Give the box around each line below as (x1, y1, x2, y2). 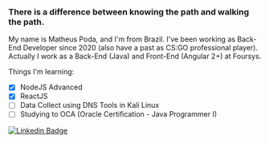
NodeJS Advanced (19, 82, 83, 92)
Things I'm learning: (8, 67, 75, 77)
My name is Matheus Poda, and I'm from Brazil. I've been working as (8, 34, 235, 44)
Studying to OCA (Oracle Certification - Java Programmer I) (19, 109, 218, 119)
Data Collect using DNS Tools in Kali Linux (19, 101, 160, 110)
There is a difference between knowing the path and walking (8, 6, 250, 18)
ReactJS (19, 91, 48, 101)
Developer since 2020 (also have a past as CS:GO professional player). (22, 43, 259, 53)
